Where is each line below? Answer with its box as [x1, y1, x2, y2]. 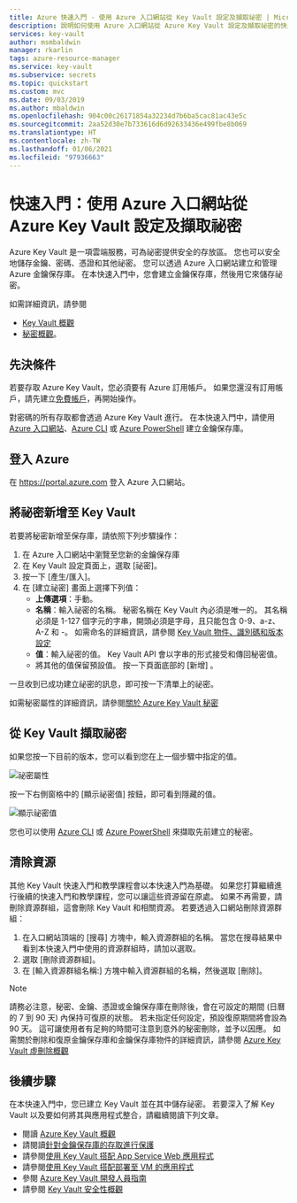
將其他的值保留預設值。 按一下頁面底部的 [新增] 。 [34, 659, 218, 670]
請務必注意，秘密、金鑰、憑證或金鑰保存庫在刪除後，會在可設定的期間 [9, 1001, 265, 1012]
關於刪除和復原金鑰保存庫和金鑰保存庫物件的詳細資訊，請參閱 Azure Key [16, 1034, 281, 1045]
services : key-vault [9, 29, 86, 38]
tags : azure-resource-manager [9, 54, 121, 63]
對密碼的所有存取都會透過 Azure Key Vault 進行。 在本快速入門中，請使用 [9, 413, 276, 423]
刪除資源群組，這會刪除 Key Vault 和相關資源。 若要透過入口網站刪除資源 [9, 902, 275, 913]
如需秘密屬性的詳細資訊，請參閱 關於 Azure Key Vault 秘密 [9, 697, 219, 708]
